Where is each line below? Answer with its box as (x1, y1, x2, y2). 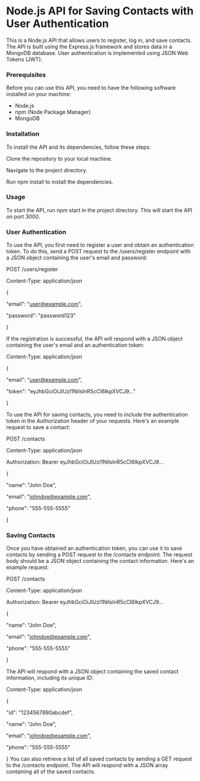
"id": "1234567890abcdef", (6, 709, 73, 716)
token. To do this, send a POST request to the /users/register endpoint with (6, 248, 191, 255)
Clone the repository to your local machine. (6, 155, 113, 162)
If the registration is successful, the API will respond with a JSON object (6, 335, 183, 342)
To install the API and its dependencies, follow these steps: (6, 143, 151, 151)
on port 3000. (6, 213, 41, 220)
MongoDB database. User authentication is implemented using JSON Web (6, 49, 189, 56)
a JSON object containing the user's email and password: (6, 254, 147, 261)
